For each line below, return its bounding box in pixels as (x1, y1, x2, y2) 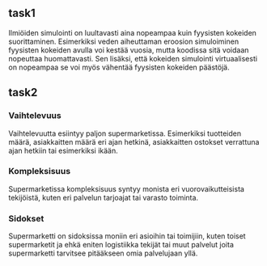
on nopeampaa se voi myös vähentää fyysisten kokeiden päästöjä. (8, 62, 230, 72)
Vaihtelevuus (8, 110, 62, 121)
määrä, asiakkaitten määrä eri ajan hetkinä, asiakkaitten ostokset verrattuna (8, 137, 260, 146)
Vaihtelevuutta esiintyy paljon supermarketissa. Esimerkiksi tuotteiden (8, 129, 241, 138)
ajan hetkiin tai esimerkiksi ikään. (8, 146, 119, 155)
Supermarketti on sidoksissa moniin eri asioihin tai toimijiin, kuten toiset (8, 231, 246, 241)
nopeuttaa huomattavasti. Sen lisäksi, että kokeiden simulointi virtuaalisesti (8, 53, 257, 63)
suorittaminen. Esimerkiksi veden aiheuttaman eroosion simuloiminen (8, 36, 239, 46)
